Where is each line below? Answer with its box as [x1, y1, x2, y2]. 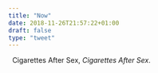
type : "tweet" [8, 33, 56, 42]
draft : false [8, 26, 52, 34]
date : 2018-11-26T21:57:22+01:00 [8, 19, 120, 27]
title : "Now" [8, 11, 52, 20]
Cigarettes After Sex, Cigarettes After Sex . [11, 56, 152, 65]
